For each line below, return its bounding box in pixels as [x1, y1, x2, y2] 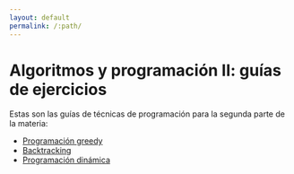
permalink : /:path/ [9, 22, 82, 30]
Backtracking [22, 145, 72, 156]
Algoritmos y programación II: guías [9, 60, 282, 81]
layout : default [9, 13, 70, 22]
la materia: [9, 118, 48, 129]
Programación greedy [22, 135, 103, 146]
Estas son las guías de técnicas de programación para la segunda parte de [9, 109, 285, 119]
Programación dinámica [22, 154, 110, 166]
